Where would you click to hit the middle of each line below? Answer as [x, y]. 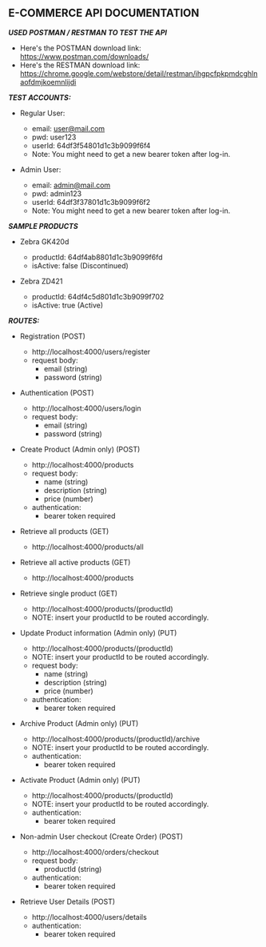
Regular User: [42, 113]
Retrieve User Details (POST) [67, 901]
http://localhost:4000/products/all [87, 547]
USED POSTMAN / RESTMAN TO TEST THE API [88, 32]
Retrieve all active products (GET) [75, 562]
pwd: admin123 [57, 193]
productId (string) [73, 869]
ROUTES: [24, 320]
